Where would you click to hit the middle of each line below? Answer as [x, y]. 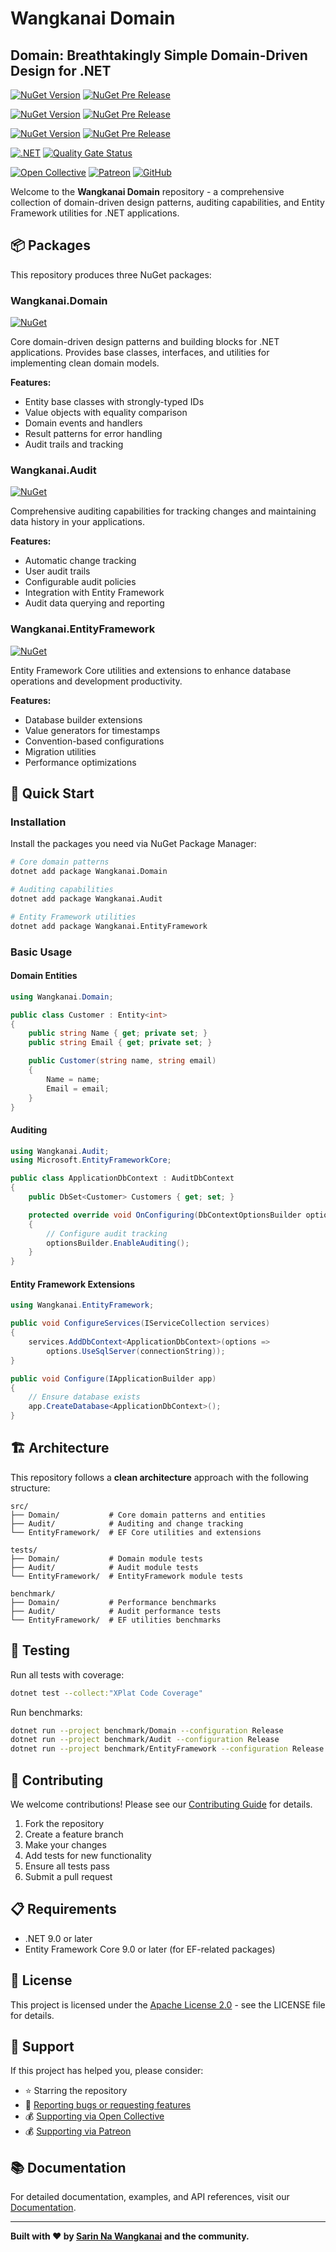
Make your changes [65, 1844]
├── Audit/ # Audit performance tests [116, 1611]
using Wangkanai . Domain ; [62, 997]
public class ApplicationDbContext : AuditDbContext [122, 1178]
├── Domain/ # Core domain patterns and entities [138, 1515]
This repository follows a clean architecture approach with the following [159, 1477]
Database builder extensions [83, 719]
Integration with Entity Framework [94, 593]
